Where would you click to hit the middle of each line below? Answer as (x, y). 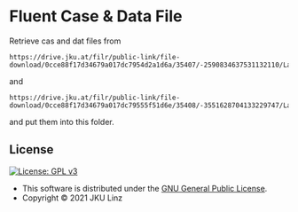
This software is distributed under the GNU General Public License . (145, 188)
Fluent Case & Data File (96, 16)
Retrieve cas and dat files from (65, 41)
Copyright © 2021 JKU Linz (72, 198)
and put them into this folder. (62, 122)
